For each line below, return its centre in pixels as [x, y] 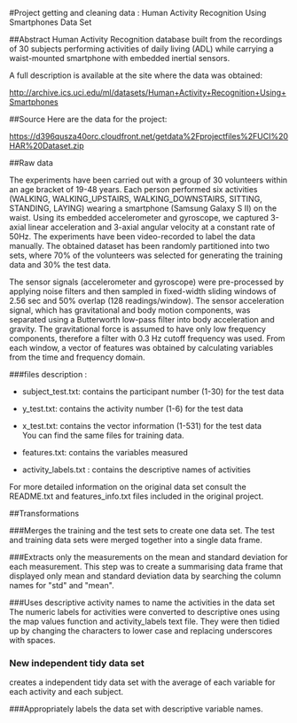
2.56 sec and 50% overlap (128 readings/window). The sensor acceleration [147, 301]
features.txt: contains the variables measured [105, 452]
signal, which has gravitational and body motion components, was [130, 310]
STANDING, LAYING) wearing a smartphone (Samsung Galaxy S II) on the [143, 208]
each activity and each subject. [66, 692]
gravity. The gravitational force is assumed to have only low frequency [137, 329]
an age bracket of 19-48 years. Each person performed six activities [133, 189]
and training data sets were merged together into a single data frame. [136, 540]
